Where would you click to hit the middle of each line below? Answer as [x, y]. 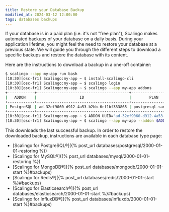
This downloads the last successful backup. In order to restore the [74, 130]
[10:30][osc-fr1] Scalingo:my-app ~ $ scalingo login [63, 84]
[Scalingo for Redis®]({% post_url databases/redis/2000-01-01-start [83, 178]
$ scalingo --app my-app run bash [41, 74]
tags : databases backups [31, 19]
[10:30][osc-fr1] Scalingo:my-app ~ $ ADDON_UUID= [59, 116]
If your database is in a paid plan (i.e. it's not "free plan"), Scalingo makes [81, 34]
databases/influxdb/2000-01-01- [123, 199]
